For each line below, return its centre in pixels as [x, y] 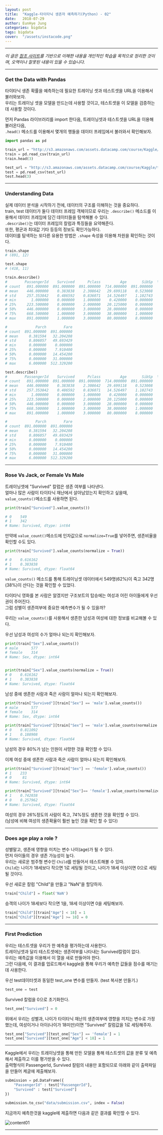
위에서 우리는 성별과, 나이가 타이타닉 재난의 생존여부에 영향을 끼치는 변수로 [76, 1018]
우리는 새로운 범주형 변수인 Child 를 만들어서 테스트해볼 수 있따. [65, 861]
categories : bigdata [26, 28]
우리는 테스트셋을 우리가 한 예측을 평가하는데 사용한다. [56, 945]
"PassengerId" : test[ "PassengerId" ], [53, 1085]
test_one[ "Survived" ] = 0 [31, 1009]
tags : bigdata [19, 32]
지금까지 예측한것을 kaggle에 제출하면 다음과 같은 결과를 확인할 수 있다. [73, 1113]
